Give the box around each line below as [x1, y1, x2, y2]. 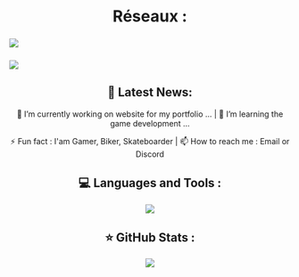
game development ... [110, 118, 190, 128]
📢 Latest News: [106, 85, 194, 100]
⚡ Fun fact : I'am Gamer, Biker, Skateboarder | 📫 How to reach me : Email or [10, 135, 290, 146]
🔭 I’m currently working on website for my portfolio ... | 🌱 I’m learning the [16, 109, 284, 119]
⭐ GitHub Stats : [104, 230, 195, 246]
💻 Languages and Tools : [79, 175, 221, 191]
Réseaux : [112, 6, 187, 27]
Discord [135, 149, 165, 159]
